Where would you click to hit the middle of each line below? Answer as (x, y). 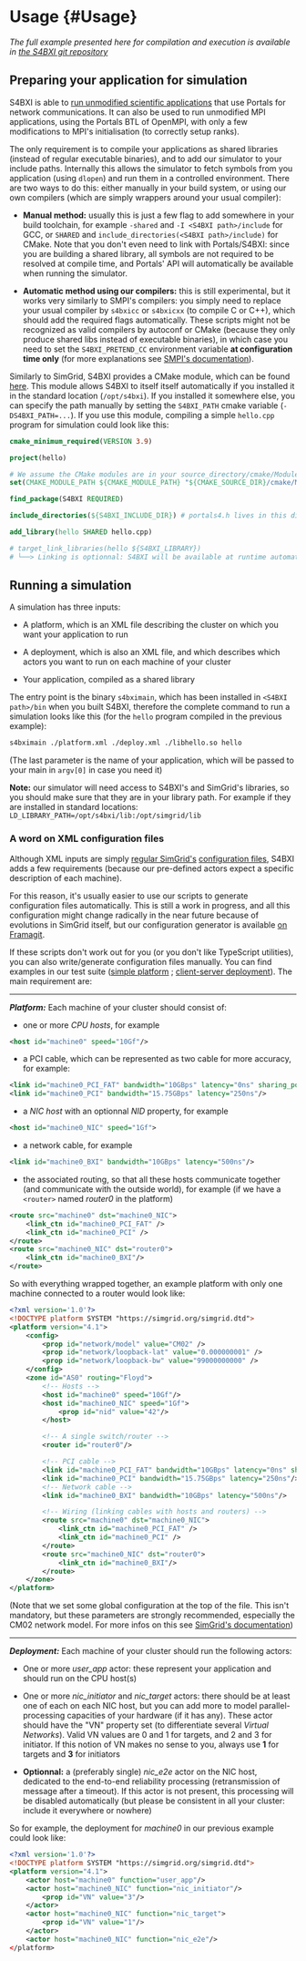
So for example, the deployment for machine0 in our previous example (142, 1828)
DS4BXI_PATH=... (40, 416)
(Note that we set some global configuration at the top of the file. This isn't (149, 1606)
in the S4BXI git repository (59, 51)
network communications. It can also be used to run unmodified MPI (138, 112)
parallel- (275, 1706)
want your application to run (76, 634)
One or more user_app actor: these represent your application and (147, 1668)
